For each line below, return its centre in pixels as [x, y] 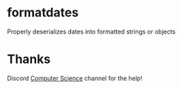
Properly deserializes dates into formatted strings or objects [91, 31]
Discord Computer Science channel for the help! [75, 78]
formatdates [43, 13]
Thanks [29, 59]
